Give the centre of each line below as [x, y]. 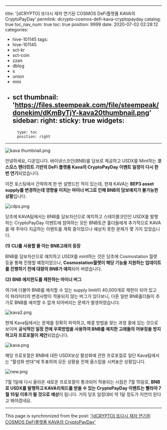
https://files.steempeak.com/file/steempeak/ [87, 105]
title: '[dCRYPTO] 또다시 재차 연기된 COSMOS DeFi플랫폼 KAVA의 [70, 13]
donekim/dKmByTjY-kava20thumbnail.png [81, 113]
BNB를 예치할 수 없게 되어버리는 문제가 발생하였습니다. [67, 302]
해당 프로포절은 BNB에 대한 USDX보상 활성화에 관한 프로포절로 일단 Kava [76, 355]
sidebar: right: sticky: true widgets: [68, 121]
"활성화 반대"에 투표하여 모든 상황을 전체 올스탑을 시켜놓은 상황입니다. [78, 361]
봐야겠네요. [21, 400]
